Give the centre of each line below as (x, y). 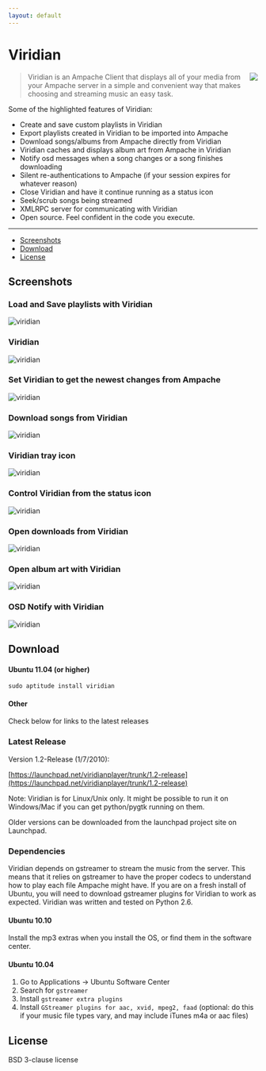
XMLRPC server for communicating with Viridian (99, 209)
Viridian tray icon (42, 455)
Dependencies (37, 851)
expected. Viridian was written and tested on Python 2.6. (101, 902)
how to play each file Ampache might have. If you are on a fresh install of (127, 885)
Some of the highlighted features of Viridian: (80, 109)
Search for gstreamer (54, 990)
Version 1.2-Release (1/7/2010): (59, 759)
